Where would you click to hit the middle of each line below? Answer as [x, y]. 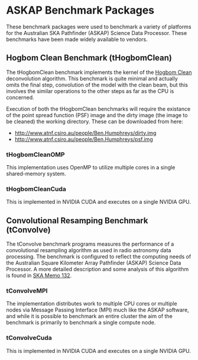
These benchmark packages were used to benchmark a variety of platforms [99, 27]
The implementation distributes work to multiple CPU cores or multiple [92, 304]
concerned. [20, 97]
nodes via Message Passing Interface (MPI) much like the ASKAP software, [98, 310]
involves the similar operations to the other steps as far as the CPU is [90, 91]
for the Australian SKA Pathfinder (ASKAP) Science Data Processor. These [97, 33]
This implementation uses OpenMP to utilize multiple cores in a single [91, 168]
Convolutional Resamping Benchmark [77, 221]
